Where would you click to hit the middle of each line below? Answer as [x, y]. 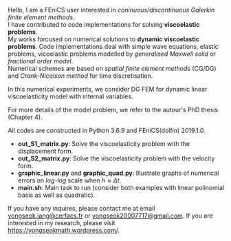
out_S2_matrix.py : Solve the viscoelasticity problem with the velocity [116, 158]
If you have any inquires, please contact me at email [81, 208]
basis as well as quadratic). [56, 195]
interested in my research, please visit [62, 223]
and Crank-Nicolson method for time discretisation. [80, 76]
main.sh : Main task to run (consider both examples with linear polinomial [121, 188]
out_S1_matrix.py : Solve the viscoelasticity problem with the [104, 144]
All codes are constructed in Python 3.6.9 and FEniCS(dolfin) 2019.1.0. [107, 130]
